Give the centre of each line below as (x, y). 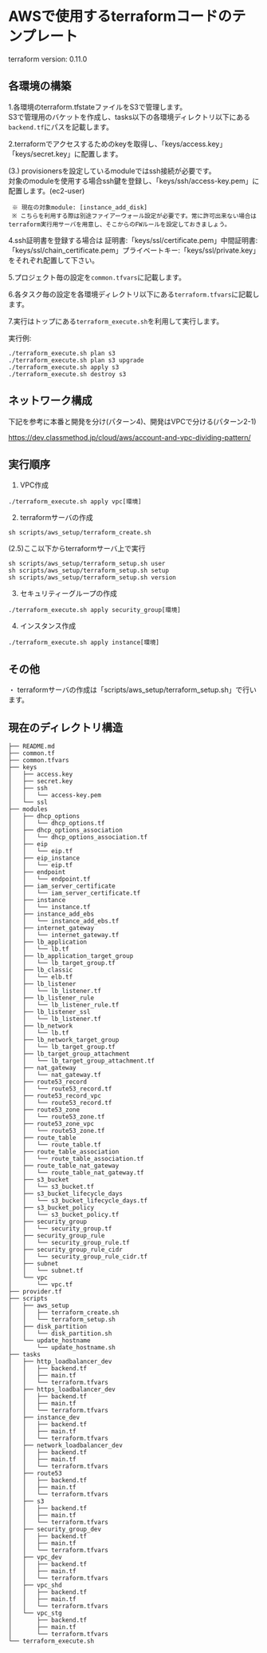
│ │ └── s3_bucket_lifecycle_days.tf (78, 1201)
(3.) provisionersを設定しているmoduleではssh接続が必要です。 (112, 171)
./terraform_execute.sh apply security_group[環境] (94, 610)
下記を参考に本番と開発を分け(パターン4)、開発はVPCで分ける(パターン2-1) (132, 421)
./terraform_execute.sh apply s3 (64, 367)
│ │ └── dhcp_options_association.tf (78, 837)
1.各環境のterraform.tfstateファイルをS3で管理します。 (98, 107)
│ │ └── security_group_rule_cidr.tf (78, 1257)
